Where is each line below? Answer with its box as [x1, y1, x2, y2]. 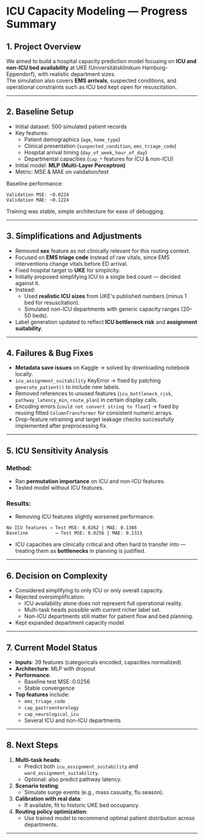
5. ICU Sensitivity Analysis [6, 445, 109, 456]
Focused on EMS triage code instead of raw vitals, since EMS [15, 254, 170, 261]
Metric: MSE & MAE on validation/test [15, 168, 109, 175]
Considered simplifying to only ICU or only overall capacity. [15, 587, 164, 594]
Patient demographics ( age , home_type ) [24, 136, 121, 143]
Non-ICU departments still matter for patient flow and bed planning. [24, 613, 194, 620]
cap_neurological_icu [24, 712, 79, 718]
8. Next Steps [6, 740, 59, 751]
